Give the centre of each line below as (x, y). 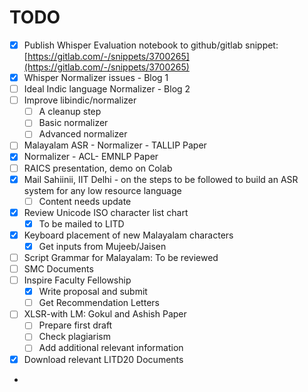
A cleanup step (70, 112)
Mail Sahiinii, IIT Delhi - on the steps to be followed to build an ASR (161, 179)
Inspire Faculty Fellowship (77, 280)
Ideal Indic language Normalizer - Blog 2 (107, 89)
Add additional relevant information (111, 348)
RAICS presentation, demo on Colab (98, 168)
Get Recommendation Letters (99, 303)
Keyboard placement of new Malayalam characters (128, 235)
